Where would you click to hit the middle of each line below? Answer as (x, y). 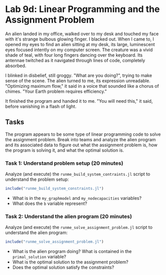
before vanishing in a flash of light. (41, 106)
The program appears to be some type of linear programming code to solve (83, 134)
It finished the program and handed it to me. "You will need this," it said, (79, 101)
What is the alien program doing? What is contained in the (72, 251)
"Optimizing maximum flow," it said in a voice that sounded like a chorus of (82, 86)
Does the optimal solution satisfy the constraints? (63, 267)
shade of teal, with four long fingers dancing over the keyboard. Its (74, 55)
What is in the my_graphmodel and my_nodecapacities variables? (77, 198)
